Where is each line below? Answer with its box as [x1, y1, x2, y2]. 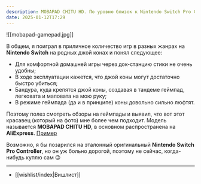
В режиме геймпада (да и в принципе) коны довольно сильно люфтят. [14, 98, 195, 105]
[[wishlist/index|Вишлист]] [14, 171, 81, 178]
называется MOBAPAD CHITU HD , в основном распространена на [6, 123, 176, 130]
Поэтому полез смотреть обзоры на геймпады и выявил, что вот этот [6, 110, 185, 117]
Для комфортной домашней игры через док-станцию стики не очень [14, 61, 193, 68]
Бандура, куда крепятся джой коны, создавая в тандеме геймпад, [14, 86, 185, 93]
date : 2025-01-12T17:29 [6, 14, 66, 20]
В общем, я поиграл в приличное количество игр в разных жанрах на [6, 43, 185, 50]
